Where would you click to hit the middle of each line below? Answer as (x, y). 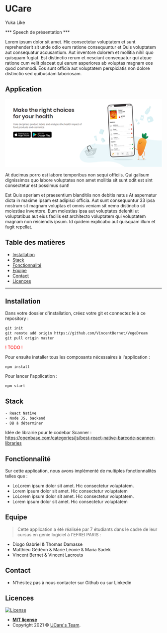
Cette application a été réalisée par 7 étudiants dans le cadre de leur (87, 529)
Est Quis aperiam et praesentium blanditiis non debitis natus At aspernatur (81, 195)
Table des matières (35, 242)
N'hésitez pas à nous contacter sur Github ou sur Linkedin (72, 582)
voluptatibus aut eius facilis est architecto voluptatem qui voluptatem (76, 216)
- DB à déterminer (24, 423)
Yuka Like (15, 22)
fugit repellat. (19, 227)
